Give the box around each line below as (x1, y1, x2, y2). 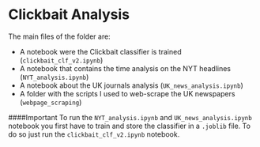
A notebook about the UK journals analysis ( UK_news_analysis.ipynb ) (19, 81, 243, 90)
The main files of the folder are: (8, 32, 111, 41)
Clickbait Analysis (8, 6, 130, 24)
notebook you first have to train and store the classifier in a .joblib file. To (8, 121, 251, 130)
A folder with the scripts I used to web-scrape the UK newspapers (19, 89, 236, 98)
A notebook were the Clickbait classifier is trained (19, 47, 182, 56)
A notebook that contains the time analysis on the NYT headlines (19, 63, 232, 73)
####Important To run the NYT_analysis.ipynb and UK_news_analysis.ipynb (8, 112, 253, 122)
